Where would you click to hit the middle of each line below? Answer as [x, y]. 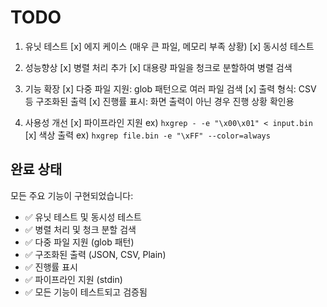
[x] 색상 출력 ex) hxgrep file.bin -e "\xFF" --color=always [147, 135]
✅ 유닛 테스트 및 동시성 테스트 [83, 217]
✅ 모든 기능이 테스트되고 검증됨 [86, 292]
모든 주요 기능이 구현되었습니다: [72, 195]
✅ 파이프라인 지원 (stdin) [73, 279]
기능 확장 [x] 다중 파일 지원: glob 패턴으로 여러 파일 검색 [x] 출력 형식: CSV [170, 88]
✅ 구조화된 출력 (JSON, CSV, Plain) [95, 254]
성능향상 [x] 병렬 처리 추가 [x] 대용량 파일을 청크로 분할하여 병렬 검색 [158, 67]
